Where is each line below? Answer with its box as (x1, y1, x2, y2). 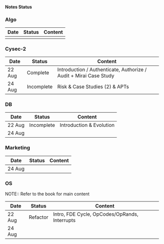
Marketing (5, 144, 30, 151)
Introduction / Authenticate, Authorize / (57, 66, 147, 73)
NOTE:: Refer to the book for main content (5, 191, 90, 197)
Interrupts (53, 217, 76, 224)
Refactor (28, 214, 49, 221)
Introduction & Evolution (60, 122, 115, 129)
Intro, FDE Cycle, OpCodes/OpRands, (53, 211, 139, 218)
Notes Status (5, 4, 32, 10)
